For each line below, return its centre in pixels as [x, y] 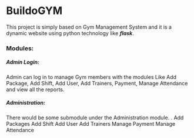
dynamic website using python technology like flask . [70, 33]
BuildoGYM [34, 11]
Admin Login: [23, 62]
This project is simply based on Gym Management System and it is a [89, 27]
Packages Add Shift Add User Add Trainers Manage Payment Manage [91, 123]
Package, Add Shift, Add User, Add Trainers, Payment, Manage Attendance [97, 83]
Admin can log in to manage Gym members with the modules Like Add [91, 77]
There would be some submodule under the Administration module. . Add [95, 118]
